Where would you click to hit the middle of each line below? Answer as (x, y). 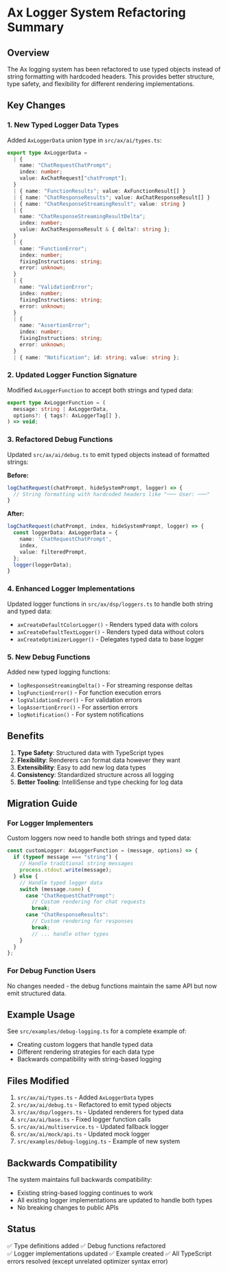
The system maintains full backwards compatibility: (80, 1179)
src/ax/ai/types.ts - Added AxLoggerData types (85, 1098)
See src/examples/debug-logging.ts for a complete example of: (97, 1031)
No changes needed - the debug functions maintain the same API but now (112, 986)
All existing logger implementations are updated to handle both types (115, 1200)
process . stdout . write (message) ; (66, 870)
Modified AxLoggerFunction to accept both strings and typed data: (100, 390)
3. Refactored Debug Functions (60, 440)
